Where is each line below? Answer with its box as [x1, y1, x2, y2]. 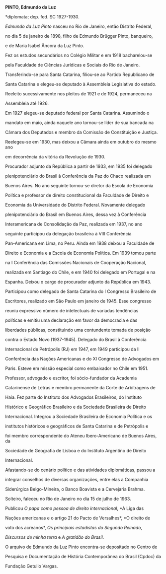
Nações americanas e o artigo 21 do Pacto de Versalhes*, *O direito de [5, 515, 151, 521]
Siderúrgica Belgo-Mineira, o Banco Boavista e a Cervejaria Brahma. [5, 486, 145, 492]
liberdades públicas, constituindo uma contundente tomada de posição [5, 327, 151, 333]
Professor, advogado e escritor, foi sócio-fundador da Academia [5, 375, 137, 381]
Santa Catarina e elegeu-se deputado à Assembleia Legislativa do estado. [5, 81, 157, 87]
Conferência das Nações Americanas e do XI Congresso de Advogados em [5, 356, 160, 361]
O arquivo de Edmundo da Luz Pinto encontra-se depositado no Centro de [5, 544, 158, 550]
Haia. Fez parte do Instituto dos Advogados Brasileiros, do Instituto [5, 394, 142, 400]
